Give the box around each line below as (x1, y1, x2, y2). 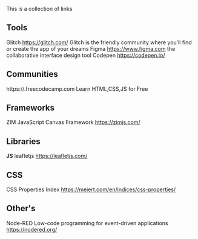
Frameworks (6, 103, 55, 113)
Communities (6, 69, 59, 79)
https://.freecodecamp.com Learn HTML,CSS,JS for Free (6, 85, 148, 93)
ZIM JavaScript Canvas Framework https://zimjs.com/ (6, 119, 140, 126)
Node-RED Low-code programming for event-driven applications (6, 219, 168, 226)
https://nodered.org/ (6, 226, 58, 233)
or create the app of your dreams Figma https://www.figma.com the (6, 45, 176, 52)
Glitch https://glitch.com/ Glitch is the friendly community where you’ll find (6, 39, 192, 46)
